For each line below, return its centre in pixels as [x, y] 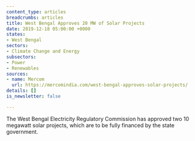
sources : [17, 74]
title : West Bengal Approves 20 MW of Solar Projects [76, 23]
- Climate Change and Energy [43, 51]
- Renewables [23, 68]
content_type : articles [36, 12]
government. [22, 131]
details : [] [21, 91]
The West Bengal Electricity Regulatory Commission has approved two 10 [98, 119]
